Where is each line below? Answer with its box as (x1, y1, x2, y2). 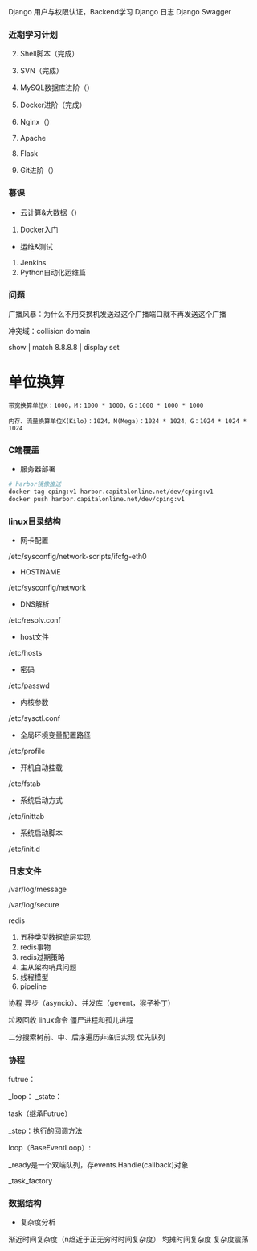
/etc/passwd (8, 681, 50, 690)
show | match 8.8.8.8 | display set (8, 342, 120, 352)
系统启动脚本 (19, 828, 63, 838)
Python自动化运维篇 (19, 267, 87, 277)
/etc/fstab (8, 779, 42, 788)
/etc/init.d (8, 844, 40, 854)
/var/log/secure (8, 900, 59, 910)
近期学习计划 (8, 29, 59, 40)
